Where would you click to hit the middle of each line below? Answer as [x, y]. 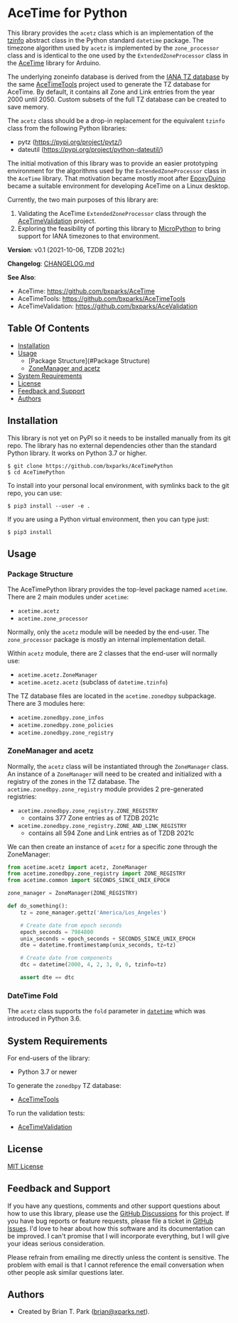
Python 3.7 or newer [47, 1072]
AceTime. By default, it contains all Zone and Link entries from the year [111, 92]
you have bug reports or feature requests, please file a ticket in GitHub [110, 1221]
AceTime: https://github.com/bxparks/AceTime [86, 291]
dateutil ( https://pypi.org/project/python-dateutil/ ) [90, 149]
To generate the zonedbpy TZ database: [65, 1086]
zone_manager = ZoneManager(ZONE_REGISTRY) [73, 893]
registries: [22, 796]
